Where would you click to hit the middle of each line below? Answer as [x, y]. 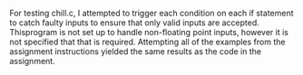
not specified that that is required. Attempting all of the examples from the [147, 42]
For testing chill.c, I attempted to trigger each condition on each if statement [151, 13]
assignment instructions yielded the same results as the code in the [135, 52]
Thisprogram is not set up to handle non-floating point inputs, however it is [149, 32]
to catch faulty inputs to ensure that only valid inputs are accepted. [135, 23]
